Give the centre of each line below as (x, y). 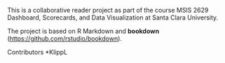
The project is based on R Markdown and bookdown (83, 31)
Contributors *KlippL (37, 52)
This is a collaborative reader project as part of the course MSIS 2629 (108, 10)
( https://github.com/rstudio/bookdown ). (65, 38)
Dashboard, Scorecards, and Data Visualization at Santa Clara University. (113, 17)
